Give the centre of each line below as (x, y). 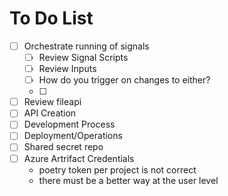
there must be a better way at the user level (128, 180)
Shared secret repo (63, 147)
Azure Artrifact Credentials (79, 158)
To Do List (51, 18)
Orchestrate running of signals (86, 46)
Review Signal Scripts (83, 57)
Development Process (69, 124)
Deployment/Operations (73, 136)
